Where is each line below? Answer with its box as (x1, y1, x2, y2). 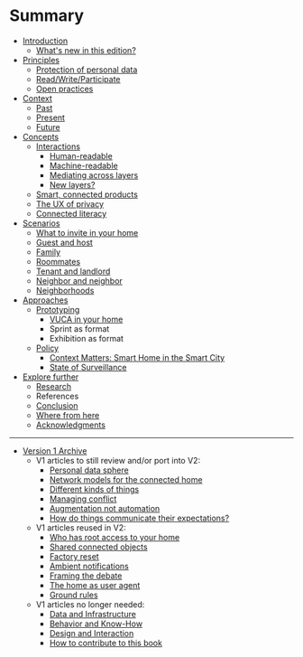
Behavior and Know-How (49, 618, 142, 629)
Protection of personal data (35, 64, 138, 75)
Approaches (22, 295, 69, 305)
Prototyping (35, 304, 80, 314)
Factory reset (49, 550, 99, 561)
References (35, 390, 79, 401)
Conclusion (35, 399, 78, 411)
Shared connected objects (49, 541, 148, 552)
